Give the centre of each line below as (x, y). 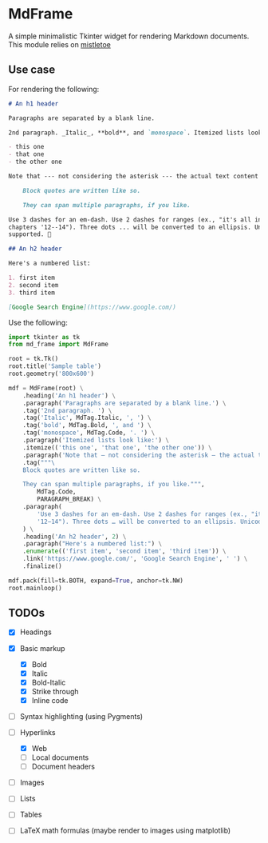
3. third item (32, 293)
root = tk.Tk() (33, 359)
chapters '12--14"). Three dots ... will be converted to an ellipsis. (130, 227)
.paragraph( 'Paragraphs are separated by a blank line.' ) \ (124, 403)
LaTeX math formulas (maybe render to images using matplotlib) (125, 831)
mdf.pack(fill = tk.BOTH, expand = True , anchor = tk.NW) (96, 581)
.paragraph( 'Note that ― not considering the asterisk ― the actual (139, 455)
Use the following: (38, 322)
